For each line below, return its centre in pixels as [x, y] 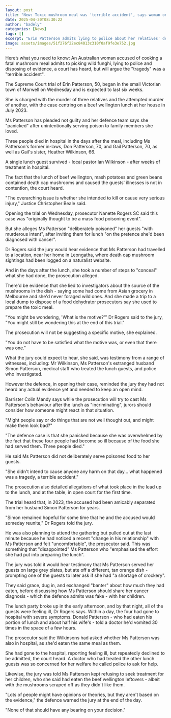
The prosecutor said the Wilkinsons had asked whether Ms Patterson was [82, 638]
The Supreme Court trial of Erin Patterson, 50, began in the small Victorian [83, 84]
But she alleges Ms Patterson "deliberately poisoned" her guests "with [79, 229]
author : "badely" [24, 24]
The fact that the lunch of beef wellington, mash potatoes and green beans [84, 177]
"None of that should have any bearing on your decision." [65, 710]
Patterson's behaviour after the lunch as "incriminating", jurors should [78, 405]
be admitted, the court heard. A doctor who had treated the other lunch [80, 658]
